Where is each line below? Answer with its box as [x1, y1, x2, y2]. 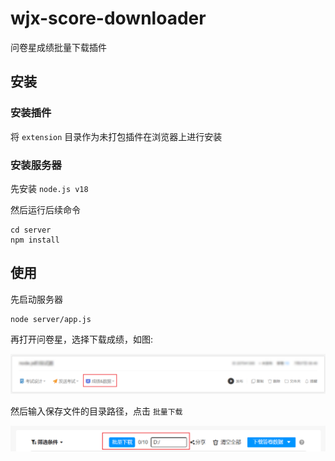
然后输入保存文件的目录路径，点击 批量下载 [10, 405, 183, 417]
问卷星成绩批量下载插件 [10, 41, 107, 53]
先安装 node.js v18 [10, 182, 89, 194]
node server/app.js [10, 314, 92, 324]
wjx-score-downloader [10, 7, 207, 30]
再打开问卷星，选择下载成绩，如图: [10, 333, 154, 345]
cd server [10, 225, 52, 235]
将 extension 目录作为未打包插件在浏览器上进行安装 [10, 130, 223, 142]
